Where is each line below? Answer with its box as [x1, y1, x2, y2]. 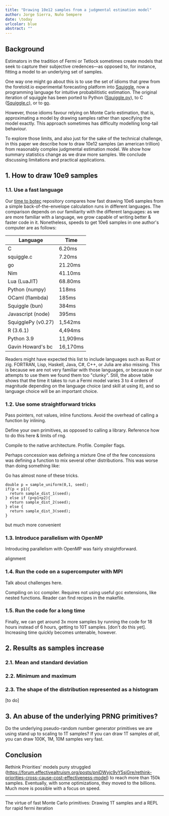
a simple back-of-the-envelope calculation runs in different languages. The [5, 203, 161, 209]
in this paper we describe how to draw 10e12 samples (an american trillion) [5, 140, 160, 146]
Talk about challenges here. [5, 580, 63, 586]
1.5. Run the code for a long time [5, 607, 86, 614]
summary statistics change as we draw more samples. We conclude [5, 151, 146, 157]
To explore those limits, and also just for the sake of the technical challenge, [5, 135, 162, 141]
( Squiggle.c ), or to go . [5, 100, 51, 106]
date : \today [5, 17, 33, 22]
